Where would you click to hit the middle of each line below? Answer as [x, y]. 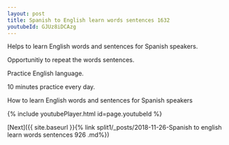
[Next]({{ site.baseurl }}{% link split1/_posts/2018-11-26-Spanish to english [114, 128]
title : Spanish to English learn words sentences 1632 [89, 20]
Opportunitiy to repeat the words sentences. [71, 60]
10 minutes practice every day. [51, 87]
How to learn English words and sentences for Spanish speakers [100, 100]
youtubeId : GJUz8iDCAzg [42, 26]
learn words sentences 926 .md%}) [58, 135]
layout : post [26, 14]
